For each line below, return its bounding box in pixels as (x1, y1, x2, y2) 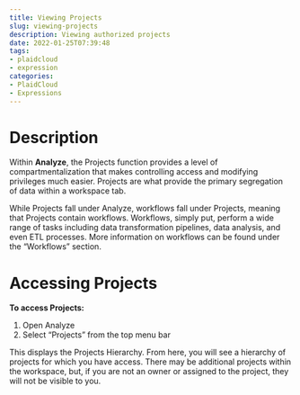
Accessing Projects (9, 273, 158, 293)
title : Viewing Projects (9, 13, 102, 22)
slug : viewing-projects (9, 22, 99, 31)
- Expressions (9, 88, 63, 97)
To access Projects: (9, 302, 85, 313)
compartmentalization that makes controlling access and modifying (9, 166, 259, 177)
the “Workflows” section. (9, 241, 101, 252)
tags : (9, 47, 30, 56)
